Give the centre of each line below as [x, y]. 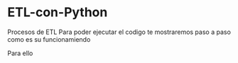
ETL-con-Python [58, 12]
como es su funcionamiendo [49, 39]
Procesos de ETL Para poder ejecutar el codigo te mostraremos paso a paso [119, 32]
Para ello [20, 53]
